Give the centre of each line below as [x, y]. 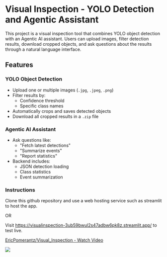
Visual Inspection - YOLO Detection [80, 9]
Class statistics [35, 171]
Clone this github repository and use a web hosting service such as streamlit [83, 201]
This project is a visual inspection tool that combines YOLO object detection [83, 33]
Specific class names [42, 106]
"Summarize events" [41, 151]
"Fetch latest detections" [45, 145]
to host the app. [21, 206]
